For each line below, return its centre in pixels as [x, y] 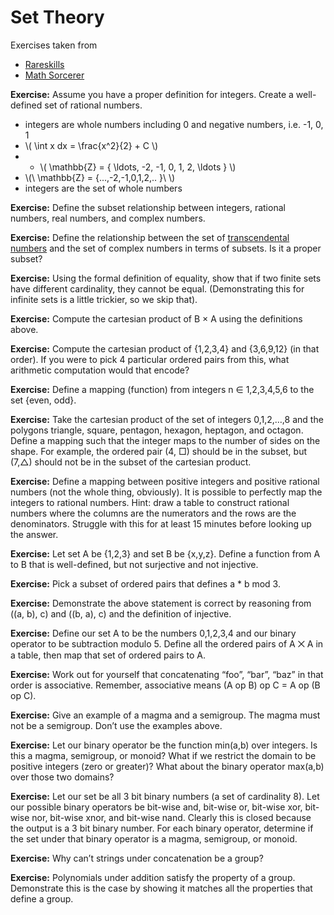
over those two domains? [62, 777]
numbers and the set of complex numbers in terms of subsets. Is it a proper [166, 248]
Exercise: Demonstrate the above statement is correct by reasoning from [161, 603]
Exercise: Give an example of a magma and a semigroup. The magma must [165, 715]
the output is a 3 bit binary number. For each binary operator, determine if [162, 828]
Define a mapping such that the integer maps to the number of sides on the [165, 440]
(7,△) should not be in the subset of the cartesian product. [131, 462]
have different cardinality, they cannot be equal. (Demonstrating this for [157, 288]
